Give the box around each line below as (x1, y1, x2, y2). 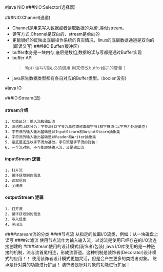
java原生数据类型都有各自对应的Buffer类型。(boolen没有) (12, 75, 127, 81)
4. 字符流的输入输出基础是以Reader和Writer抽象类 (5, 135, 96, 140)
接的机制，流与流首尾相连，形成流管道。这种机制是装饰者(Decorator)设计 (5, 249, 153, 255)
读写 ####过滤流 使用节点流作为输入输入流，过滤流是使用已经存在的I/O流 (5, 237, 153, 243)
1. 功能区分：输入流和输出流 (5, 119, 56, 124)
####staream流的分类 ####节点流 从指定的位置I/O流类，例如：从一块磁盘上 (5, 231, 159, 237)
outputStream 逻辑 (5, 194, 44, 200)
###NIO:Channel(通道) (5, 15, 51, 20)
